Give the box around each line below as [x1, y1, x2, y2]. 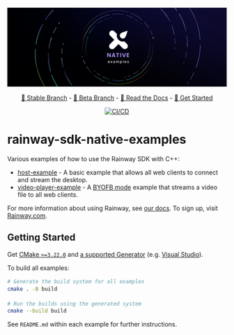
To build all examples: [7, 263, 70, 272]
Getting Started [7, 232, 76, 244]
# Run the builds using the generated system [7, 300, 141, 307]
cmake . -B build [7, 285, 58, 292]
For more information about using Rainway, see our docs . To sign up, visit [7, 204, 218, 213]
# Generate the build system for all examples [7, 278, 145, 285]
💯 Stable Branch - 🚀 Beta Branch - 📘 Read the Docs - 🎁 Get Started [20, 94, 214, 102]
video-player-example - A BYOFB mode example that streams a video [17, 183, 218, 192]
